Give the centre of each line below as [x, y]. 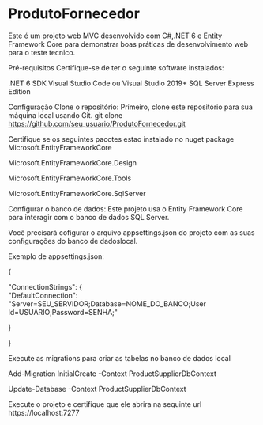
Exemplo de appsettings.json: [56, 256]
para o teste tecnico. [42, 52]
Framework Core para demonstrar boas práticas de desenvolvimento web [128, 44]
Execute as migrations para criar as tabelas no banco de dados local [120, 358]
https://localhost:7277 [44, 412]
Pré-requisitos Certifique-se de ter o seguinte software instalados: [116, 67]
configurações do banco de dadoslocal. [73, 241]
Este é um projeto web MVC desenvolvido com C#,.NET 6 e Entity [115, 36]
